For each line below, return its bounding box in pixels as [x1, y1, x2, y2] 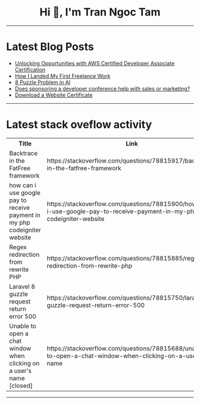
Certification [14, 66, 46, 73]
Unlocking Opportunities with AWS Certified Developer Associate [14, 60, 175, 67]
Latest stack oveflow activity [6, 118, 152, 132]
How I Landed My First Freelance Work [14, 72, 111, 79]
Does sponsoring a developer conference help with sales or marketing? [14, 85, 190, 92]
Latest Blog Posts [6, 40, 94, 54]
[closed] [9, 381, 33, 390]
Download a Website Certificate [14, 91, 93, 98]
